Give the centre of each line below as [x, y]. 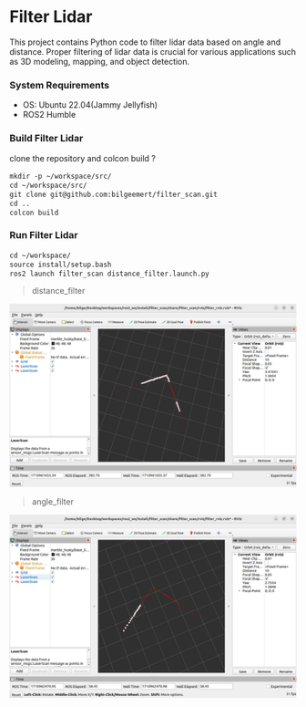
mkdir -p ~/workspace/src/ [61, 176]
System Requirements [60, 85]
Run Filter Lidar [44, 235]
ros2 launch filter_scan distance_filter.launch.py [109, 274]
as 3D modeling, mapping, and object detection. [100, 61]
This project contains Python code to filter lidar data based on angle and [145, 42]
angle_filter [53, 501]
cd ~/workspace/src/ [49, 185]
